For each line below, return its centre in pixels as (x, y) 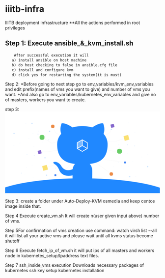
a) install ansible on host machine (49, 60)
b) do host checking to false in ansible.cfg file (65, 65)
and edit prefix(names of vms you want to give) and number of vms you (78, 89)
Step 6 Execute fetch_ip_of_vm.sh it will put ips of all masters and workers (80, 250)
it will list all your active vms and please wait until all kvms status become (79, 236)
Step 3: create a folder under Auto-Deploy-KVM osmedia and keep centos (80, 201)
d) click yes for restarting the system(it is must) (67, 75)
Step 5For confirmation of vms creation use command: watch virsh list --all (81, 230)
